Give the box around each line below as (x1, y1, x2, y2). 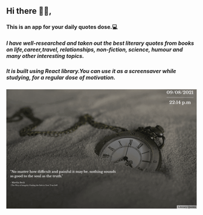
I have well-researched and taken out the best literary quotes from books (6, 39, 195, 47)
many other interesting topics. (6, 52, 85, 59)
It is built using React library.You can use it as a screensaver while (6, 67, 176, 74)
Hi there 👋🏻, (6, 6, 52, 16)
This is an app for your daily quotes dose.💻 (6, 23, 118, 30)
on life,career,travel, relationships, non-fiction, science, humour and (6, 46, 183, 53)
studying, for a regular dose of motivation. (6, 74, 116, 81)
